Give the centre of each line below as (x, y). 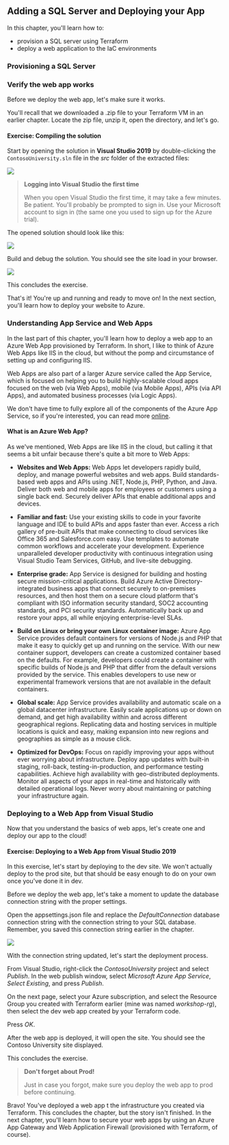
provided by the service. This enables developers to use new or (107, 674)
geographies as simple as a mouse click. (74, 739)
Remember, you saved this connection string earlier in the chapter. (101, 929)
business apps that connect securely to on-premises (122, 588)
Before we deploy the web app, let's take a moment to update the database (113, 894)
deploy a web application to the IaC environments (87, 48)
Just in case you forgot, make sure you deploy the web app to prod (118, 1085)
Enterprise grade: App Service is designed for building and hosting (112, 574)
